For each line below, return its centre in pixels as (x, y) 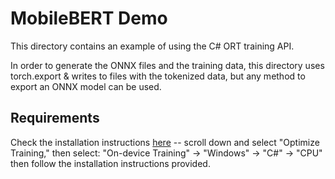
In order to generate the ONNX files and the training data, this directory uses (167, 65)
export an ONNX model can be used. (86, 86)
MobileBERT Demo (89, 18)
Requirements (55, 118)
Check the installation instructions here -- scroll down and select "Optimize (165, 142)
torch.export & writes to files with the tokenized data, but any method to (158, 76)
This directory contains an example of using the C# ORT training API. (152, 46)
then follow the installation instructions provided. (110, 163)
